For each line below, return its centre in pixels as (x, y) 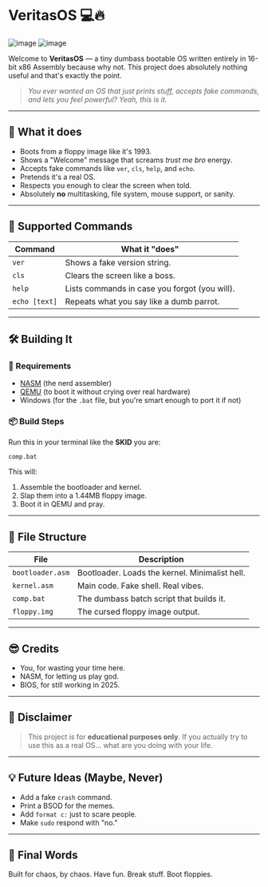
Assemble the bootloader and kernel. (81, 487)
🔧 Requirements (40, 366)
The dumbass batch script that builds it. (151, 599)
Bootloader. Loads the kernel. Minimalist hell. (161, 573)
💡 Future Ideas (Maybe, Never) (86, 778)
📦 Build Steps (36, 422)
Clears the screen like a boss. (120, 275)
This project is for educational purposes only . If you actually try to (138, 737)
